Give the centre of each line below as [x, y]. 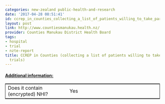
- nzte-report [20, 51]
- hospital [16, 42]
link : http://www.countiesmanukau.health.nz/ [52, 28]
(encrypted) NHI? [28, 94]
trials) [17, 60]
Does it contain [25, 88]
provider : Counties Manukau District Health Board [58, 32]
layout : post [18, 23]
